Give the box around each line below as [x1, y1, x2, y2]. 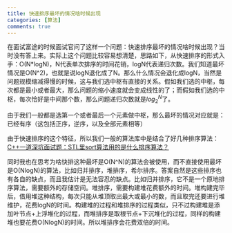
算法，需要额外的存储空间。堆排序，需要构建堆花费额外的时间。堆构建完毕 [12, 183, 225, 192]
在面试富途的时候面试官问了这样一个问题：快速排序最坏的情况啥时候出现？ [7, 43, 219, 51]
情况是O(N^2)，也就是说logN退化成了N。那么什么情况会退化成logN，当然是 [7, 68, 222, 77]
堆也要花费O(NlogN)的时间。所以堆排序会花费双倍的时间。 [7, 218, 174, 226]
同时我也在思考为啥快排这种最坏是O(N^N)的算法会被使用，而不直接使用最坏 [7, 157, 222, 166]
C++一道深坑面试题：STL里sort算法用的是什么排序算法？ [7, 142, 169, 151]
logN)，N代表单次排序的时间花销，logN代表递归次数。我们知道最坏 [33, 60, 224, 68]
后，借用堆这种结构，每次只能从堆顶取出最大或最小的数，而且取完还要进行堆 [7, 192, 225, 201]
